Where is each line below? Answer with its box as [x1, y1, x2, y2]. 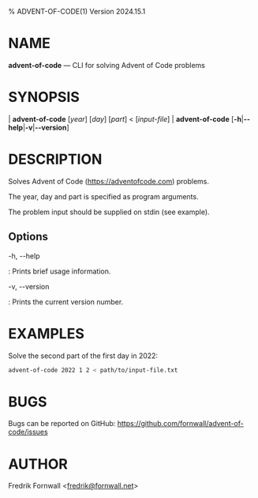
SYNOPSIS [8, 89, 80, 106]
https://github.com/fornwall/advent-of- [117, 419, 245, 428]
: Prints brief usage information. [8, 266, 111, 276]
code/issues [8, 427, 49, 437]
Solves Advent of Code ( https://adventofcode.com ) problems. [8, 176, 210, 186]
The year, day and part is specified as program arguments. [8, 191, 199, 201]
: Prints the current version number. [8, 296, 124, 307]
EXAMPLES [8, 324, 84, 342]
